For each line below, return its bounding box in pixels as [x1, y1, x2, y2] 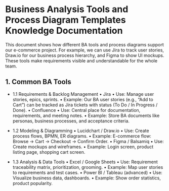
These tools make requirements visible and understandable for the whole [5, 57, 158, 63]
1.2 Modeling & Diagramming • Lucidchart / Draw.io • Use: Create [12, 128, 149, 134]
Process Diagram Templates [5, 14, 126, 26]
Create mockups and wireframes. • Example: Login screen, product [12, 144, 154, 150]
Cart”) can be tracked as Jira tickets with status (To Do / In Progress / [12, 102, 158, 108]
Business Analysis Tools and [5, 4, 129, 15]
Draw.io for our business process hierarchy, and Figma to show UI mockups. [5, 52, 164, 58]
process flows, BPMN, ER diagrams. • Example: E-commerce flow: [12, 133, 152, 139]
